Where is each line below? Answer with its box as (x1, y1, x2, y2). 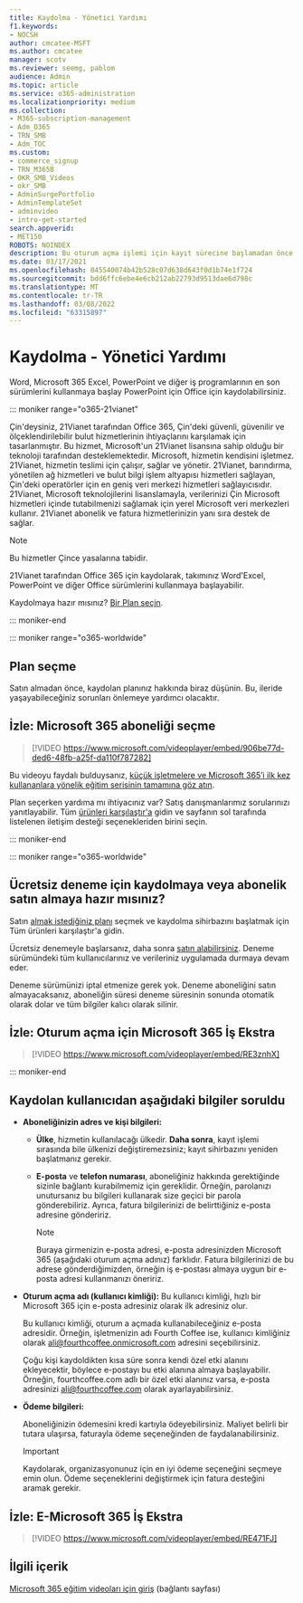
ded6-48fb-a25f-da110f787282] (31, 752, 152, 763)
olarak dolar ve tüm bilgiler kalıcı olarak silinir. (9, 998, 179, 1009)
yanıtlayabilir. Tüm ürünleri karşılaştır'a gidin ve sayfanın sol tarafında (9, 806, 267, 817)
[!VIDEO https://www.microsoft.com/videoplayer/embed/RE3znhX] (31, 1049, 280, 1060)
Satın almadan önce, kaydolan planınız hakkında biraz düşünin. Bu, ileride (9, 682, 283, 693)
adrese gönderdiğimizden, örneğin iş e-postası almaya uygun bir (35, 1264, 278, 1274)
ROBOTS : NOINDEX (9, 241, 71, 250)
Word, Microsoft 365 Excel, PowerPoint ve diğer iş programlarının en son (9, 377, 280, 387)
